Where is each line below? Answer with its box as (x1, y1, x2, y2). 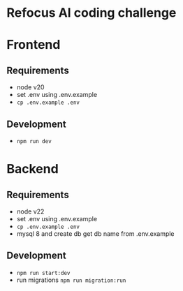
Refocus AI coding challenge (6, 5, 177, 21)
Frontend (6, 37, 61, 53)
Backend (6, 161, 59, 177)
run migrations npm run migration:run (16, 276, 126, 284)
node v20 (16, 83, 45, 91)
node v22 (16, 207, 45, 216)
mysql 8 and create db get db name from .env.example (16, 230, 175, 238)
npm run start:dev (16, 269, 71, 276)
